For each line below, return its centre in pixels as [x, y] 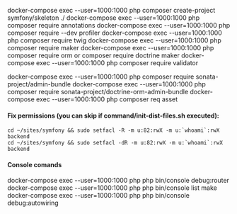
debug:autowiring [33, 203]
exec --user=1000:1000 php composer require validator [117, 63]
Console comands [35, 164]
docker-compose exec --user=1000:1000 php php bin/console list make [112, 188]
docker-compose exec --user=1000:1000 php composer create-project [111, 10]
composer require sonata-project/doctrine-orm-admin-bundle [98, 92]
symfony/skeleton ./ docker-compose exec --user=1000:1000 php [104, 18]
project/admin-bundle [39, 84]
